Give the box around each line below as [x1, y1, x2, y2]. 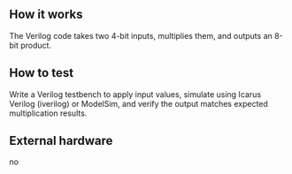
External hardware [9, 133, 113, 148]
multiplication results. [9, 108, 88, 118]
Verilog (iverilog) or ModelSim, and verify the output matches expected [9, 98, 268, 109]
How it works [9, 7, 83, 22]
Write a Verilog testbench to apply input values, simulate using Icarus [9, 88, 262, 100]
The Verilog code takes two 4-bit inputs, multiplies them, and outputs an [9, 30, 273, 41]
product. [20, 40, 51, 50]
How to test [9, 65, 73, 80]
